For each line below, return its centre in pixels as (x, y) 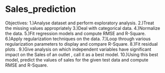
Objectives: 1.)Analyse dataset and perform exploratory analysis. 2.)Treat (80, 23)
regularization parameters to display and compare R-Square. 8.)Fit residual (82, 44)
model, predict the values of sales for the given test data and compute (77, 60)
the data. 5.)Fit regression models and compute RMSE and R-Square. (76, 33)
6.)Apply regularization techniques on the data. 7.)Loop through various (78, 39)
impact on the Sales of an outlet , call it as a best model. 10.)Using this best (82, 54)
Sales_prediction (41, 9)
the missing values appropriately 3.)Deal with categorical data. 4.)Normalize (83, 28)
